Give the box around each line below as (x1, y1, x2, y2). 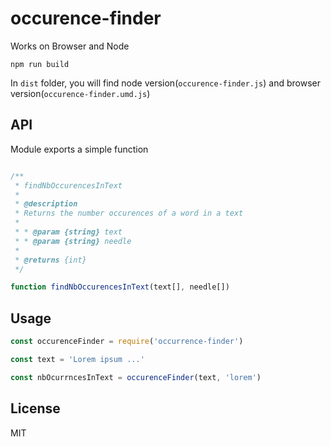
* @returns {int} (14, 255, 87, 265)
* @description (14, 199, 78, 209)
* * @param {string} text (14, 227, 123, 237)
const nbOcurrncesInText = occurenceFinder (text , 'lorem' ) (10, 372, 262, 382)
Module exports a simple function (10, 143, 149, 155)
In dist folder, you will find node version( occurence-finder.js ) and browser (10, 77, 321, 89)
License (10, 400, 61, 417)
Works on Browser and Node (10, 40, 130, 52)
